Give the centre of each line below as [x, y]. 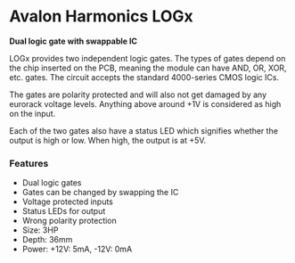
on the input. [33, 113]
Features [29, 163]
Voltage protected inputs [67, 201]
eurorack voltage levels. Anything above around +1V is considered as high [145, 103]
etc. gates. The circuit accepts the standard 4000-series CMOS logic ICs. [144, 77]
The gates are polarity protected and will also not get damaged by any [138, 95]
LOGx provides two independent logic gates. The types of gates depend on [147, 58]
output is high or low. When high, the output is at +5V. [108, 140]
